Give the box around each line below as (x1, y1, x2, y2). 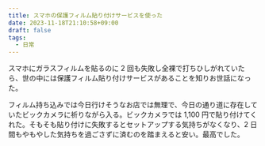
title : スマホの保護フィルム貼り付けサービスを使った (8, 11, 163, 20)
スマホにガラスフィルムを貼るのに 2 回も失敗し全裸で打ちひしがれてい (8, 64, 238, 73)
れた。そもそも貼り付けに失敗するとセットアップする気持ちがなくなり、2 (8, 120, 248, 129)
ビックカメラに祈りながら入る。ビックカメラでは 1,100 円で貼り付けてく (21, 110, 258, 119)
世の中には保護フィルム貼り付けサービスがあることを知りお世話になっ (21, 73, 252, 83)
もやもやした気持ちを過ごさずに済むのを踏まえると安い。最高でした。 (14, 129, 244, 139)
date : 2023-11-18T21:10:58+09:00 (8, 19, 119, 27)
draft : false (8, 26, 52, 34)
